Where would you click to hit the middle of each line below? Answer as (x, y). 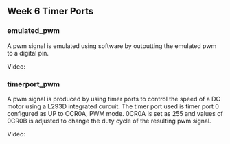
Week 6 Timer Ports (50, 11)
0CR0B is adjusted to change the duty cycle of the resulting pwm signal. (109, 121)
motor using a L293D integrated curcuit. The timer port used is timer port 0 (113, 106)
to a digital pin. (28, 53)
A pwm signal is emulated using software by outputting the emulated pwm (112, 46)
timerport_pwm (34, 84)
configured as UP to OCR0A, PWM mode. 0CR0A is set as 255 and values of (115, 113)
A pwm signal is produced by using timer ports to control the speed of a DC (114, 99)
